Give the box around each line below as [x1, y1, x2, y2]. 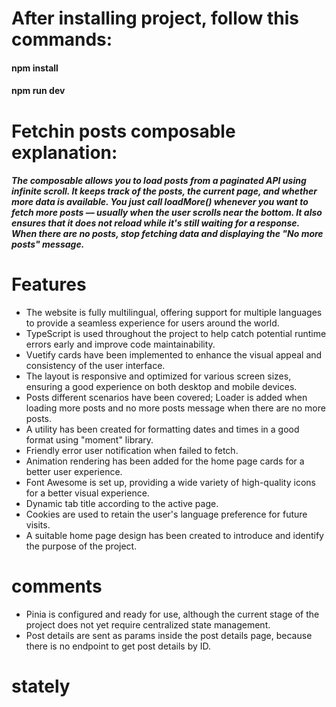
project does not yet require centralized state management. [25, 619, 271, 631]
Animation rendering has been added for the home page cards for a [25, 455, 305, 467]
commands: [11, 28, 113, 51]
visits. [25, 519, 51, 531]
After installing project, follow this [11, 7, 300, 30]
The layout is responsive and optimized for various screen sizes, [25, 370, 292, 382]
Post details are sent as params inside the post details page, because [25, 630, 313, 642]
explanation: [11, 141, 118, 164]
